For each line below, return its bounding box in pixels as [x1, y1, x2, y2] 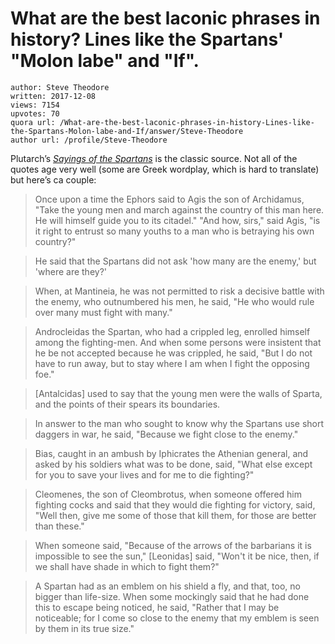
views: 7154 [10, 100, 60, 110]
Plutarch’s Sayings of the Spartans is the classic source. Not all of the [10, 152, 298, 164]
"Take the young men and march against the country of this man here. [34, 203, 325, 216]
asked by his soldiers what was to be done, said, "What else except [34, 458, 313, 470]
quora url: [10, 117, 56, 127]
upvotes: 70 [10, 108, 60, 119]
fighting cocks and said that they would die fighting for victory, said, [34, 498, 316, 511]
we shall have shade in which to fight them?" [34, 560, 220, 572]
